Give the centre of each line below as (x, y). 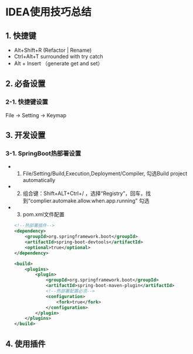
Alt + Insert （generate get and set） (58, 63)
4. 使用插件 (26, 344)
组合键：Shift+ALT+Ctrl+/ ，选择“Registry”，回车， (84, 193)
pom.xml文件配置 (44, 214)
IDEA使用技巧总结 (48, 12)
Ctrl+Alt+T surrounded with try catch (58, 56)
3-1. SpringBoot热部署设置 (43, 153)
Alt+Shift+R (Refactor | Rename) (53, 50)
